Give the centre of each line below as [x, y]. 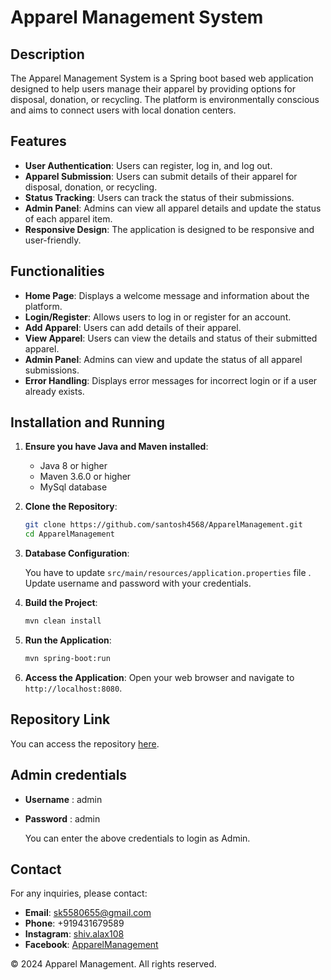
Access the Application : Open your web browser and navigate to [159, 677]
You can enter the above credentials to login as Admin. [137, 838]
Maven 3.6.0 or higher [85, 477]
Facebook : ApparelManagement [91, 945]
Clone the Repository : [71, 507]
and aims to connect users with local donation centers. [123, 110]
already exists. [54, 391]
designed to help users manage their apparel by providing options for [153, 89]
